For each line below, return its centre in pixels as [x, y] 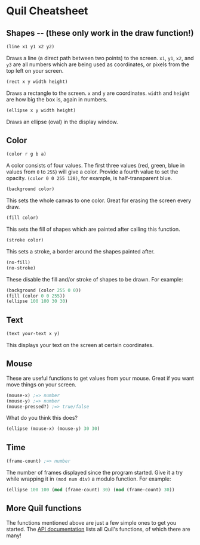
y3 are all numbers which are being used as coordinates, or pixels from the [98, 64]
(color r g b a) [26, 154]
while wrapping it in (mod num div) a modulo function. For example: [89, 479]
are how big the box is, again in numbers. [57, 99]
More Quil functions [44, 508]
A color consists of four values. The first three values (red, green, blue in [96, 166]
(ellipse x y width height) [41, 110]
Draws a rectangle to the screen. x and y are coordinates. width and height [98, 93]
